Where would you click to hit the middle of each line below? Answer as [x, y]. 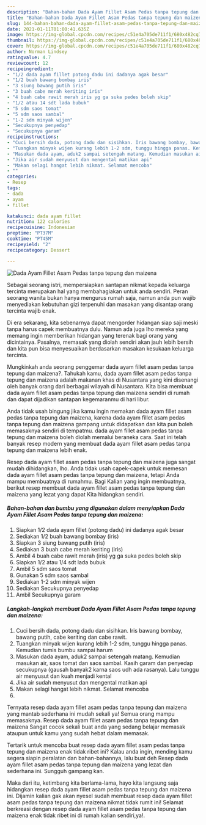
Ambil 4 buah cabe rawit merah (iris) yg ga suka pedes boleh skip [98, 556]
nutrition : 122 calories [39, 222]
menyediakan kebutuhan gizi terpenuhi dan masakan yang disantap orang [100, 304]
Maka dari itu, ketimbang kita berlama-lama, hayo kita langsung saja [93, 783]
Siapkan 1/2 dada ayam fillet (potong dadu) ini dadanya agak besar [100, 530]
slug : [14, 23]
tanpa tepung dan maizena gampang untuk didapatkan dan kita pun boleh [100, 424]
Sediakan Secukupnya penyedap [57, 588]
